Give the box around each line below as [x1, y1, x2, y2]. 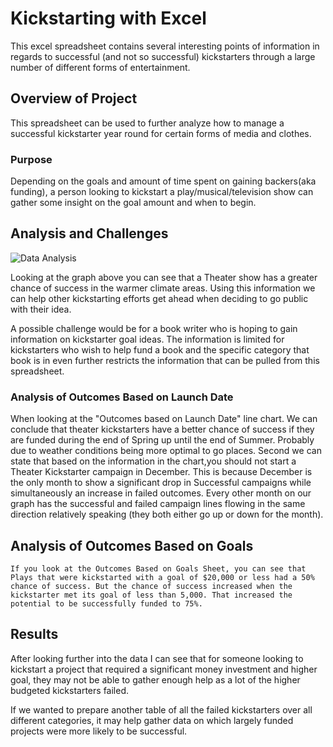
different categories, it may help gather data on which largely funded [10, 714, 294, 726]
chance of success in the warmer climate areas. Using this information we [10, 282, 316, 294]
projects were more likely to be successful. [10, 725, 188, 737]
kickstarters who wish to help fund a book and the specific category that [10, 343, 310, 356]
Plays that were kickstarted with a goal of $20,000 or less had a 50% [10, 572, 315, 582]
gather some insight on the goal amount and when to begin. [10, 197, 257, 209]
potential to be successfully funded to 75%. [10, 598, 203, 609]
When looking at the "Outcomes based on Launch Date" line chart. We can [10, 413, 318, 425]
